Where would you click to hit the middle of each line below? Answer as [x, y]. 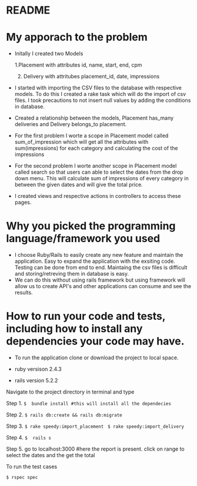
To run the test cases [32, 467]
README [28, 10]
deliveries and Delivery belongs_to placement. [71, 124]
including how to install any [74, 329]
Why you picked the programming [91, 226]
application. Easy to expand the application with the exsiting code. [95, 261]
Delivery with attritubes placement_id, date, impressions [91, 77]
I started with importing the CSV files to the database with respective [98, 88]
